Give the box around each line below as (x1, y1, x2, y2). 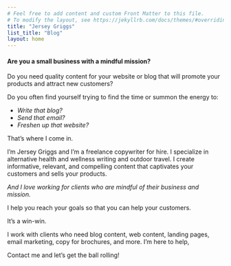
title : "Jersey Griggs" (7, 23, 76, 30)
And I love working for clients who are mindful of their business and (7, 183, 199, 192)
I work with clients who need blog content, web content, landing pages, (7, 230, 210, 238)
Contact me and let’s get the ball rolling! (7, 251, 120, 259)
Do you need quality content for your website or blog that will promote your (7, 72, 221, 81)
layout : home (7, 36, 45, 43)
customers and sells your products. (7, 170, 108, 178)
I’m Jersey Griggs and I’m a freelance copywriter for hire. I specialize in (7, 147, 209, 156)
